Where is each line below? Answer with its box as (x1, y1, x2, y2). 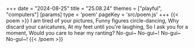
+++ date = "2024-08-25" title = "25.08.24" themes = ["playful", (6, 5, 162, 12)
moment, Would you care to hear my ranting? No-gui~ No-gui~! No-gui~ (6, 29, 182, 36)
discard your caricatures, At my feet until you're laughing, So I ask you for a (6, 23, 189, 30)
